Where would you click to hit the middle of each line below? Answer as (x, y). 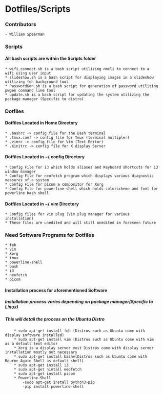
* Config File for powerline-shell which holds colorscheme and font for (82, 189)
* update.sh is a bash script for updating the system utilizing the (77, 95)
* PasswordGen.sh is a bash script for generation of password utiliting (82, 86)
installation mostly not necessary (41, 352)
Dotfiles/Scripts (38, 9)
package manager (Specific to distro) (44, 99)
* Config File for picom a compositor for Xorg (54, 184)
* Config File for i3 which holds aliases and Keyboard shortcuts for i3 (82, 167)
